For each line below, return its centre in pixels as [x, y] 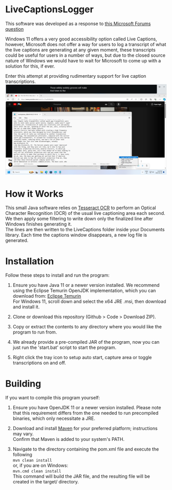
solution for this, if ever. [30, 66]
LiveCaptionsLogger [49, 9]
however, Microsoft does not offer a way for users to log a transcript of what [86, 44]
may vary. [23, 434]
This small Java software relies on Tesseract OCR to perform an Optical [81, 208]
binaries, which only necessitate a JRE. [54, 418]
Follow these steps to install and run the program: [58, 275]
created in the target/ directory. [46, 482]
